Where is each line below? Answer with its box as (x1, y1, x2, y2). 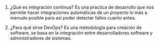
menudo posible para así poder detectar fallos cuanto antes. (10, 15, 136, 20)
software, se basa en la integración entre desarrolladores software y (10, 30, 153, 35)
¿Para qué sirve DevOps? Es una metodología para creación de (10, 24, 142, 30)
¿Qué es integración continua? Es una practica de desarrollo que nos (10, 4, 154, 10)
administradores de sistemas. (10, 35, 72, 41)
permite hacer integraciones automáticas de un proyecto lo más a (10, 9, 148, 15)
